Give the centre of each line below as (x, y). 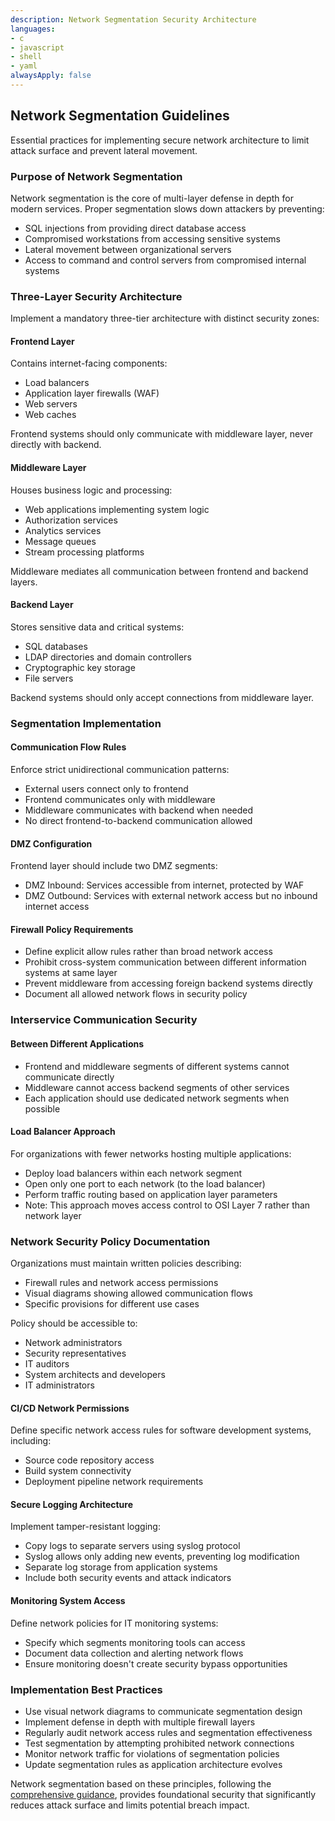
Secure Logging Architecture (72, 1504)
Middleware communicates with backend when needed (139, 810)
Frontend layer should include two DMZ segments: (114, 866)
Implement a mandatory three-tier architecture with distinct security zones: (165, 318)
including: (31, 1441)
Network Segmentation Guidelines (120, 116)
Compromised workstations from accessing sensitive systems (153, 238)
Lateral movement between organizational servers (128, 249)
